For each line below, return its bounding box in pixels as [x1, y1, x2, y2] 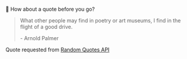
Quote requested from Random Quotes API [5, 46, 110, 53]
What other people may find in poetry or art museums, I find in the [19, 17, 181, 24]
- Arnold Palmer [19, 35, 59, 41]
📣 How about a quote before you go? [5, 6, 95, 12]
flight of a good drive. [19, 24, 73, 30]
